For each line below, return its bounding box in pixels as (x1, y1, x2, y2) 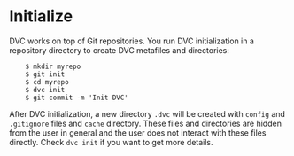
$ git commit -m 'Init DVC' (25, 93, 128, 102)
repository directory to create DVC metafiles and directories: (9, 44, 230, 55)
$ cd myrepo (25, 77, 69, 86)
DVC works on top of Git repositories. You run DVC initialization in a (9, 35, 255, 46)
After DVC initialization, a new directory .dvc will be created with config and (9, 108, 286, 119)
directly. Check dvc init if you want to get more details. (9, 136, 214, 147)
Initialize (9, 6, 73, 27)
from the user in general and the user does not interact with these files (9, 127, 267, 138)
